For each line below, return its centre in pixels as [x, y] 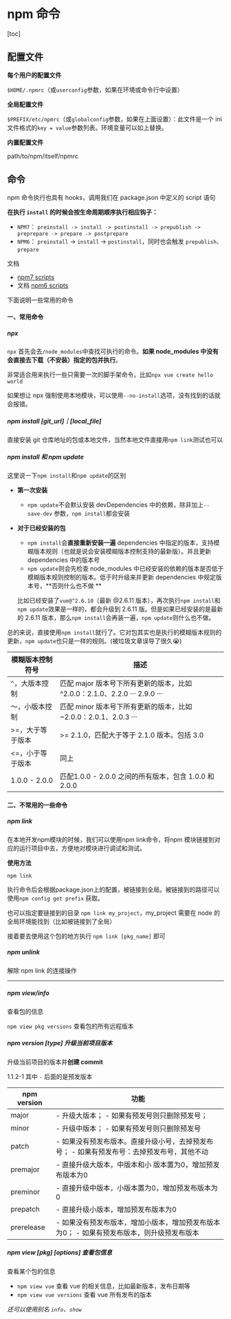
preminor [25, 1191]
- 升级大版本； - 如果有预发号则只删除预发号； [132, 1116]
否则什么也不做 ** [76, 586]
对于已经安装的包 [41, 528]
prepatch [25, 1209]
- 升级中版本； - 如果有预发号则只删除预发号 [128, 1128]
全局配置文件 [25, 104]
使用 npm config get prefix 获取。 [56, 898]
